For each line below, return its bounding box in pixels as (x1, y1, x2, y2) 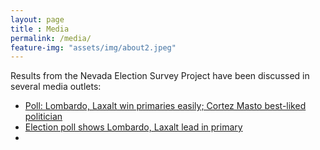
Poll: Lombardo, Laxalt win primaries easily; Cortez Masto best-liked (24, 100, 307, 112)
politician (24, 111, 63, 123)
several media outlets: (10, 81, 102, 93)
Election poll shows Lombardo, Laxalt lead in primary (24, 121, 243, 133)
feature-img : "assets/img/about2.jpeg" (10, 42, 177, 53)
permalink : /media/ (10, 33, 92, 43)
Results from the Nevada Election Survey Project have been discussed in (10, 70, 310, 82)
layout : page (10, 14, 65, 25)
